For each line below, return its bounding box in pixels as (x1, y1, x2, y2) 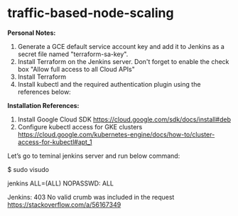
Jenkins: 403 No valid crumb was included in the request (7, 193, 175, 201)
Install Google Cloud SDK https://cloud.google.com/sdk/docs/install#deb (17, 115, 232, 124)
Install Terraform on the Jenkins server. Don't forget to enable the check (17, 57, 229, 65)
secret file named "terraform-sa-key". (17, 50, 129, 58)
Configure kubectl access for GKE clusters (17, 122, 143, 131)
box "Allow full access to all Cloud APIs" (17, 65, 135, 73)
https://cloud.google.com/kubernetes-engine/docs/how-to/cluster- (17, 130, 215, 139)
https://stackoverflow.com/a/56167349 (7, 200, 121, 209)
